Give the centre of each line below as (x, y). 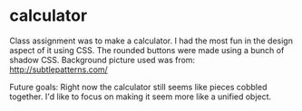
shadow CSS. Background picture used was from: (102, 60)
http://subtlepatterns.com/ (59, 69)
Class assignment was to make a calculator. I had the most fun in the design (151, 41)
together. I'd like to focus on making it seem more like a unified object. (141, 97)
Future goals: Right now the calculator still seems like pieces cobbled (138, 87)
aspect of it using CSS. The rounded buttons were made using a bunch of (147, 50)
